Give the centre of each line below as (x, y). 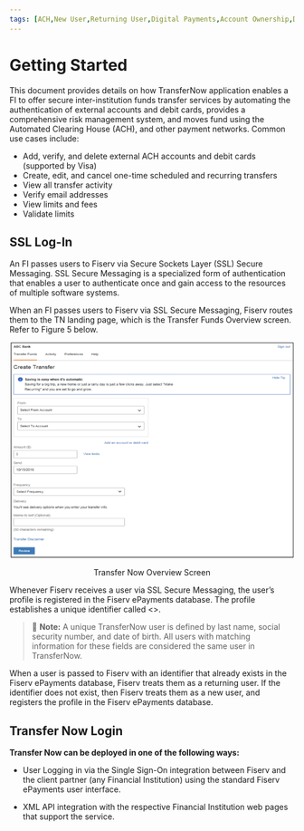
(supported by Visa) (60, 165)
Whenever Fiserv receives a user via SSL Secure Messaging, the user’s (142, 590)
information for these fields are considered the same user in (143, 646)
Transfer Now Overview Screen (152, 573)
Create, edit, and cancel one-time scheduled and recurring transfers (150, 175)
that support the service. (68, 817)
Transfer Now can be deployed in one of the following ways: (124, 753)
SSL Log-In (41, 242)
